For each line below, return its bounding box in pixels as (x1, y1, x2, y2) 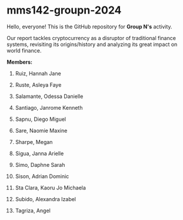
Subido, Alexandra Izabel (15, 195, 76, 202)
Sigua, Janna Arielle (15, 150, 64, 157)
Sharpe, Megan (15, 138, 53, 145)
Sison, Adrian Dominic (15, 172, 69, 180)
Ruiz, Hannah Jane (15, 70, 61, 77)
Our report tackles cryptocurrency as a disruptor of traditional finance (6, 34, 176, 41)
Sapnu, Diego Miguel (15, 116, 66, 123)
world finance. (6, 47, 42, 54)
